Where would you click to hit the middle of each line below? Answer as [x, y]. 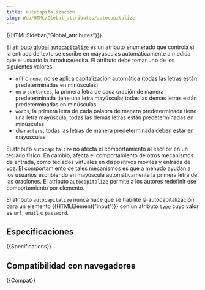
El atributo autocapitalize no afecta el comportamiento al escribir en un [97, 149]
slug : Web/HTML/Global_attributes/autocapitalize [71, 18]
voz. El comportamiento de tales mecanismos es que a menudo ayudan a [99, 168]
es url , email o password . [38, 212]
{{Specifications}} [29, 247]
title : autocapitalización [41, 12]
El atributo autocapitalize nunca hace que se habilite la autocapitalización [100, 199]
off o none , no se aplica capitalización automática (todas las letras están [106, 78]
